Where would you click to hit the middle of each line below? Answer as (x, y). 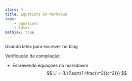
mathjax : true (20, 32)
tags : (11, 19)
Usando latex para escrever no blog (42, 46)
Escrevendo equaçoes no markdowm (50, 65)
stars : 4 (14, 10)
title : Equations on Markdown (36, 14)
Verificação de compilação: (33, 56)
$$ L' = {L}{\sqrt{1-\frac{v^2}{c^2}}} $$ (87, 73)
